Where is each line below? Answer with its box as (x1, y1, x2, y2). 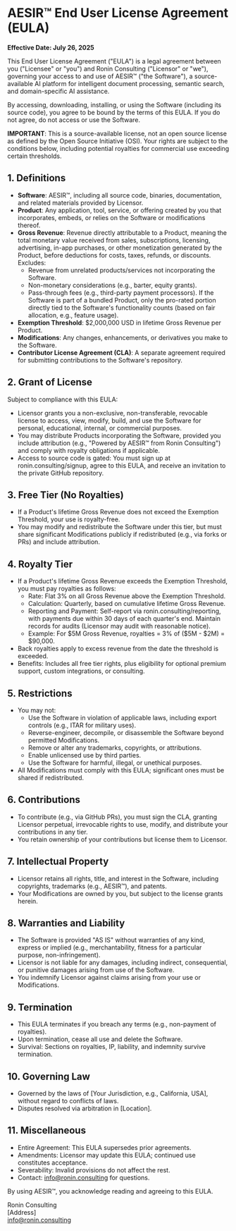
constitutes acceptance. (17, 1158, 88, 1167)
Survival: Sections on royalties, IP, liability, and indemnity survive (17, 1043, 206, 1051)
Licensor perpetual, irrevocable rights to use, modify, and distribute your (17, 820, 228, 828)
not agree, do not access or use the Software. (7, 115, 141, 124)
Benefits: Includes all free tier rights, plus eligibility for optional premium (17, 660, 227, 668)
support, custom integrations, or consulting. (17, 667, 146, 675)
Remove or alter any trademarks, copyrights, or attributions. (27, 744, 202, 752)
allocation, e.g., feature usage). (27, 310, 119, 319)
